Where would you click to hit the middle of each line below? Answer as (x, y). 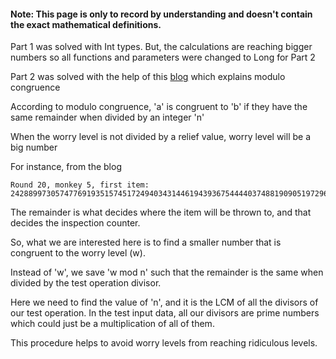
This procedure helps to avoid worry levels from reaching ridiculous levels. (164, 343)
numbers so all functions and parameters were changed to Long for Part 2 (163, 57)
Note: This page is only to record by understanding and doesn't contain (161, 14)
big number (34, 147)
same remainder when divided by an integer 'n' (107, 117)
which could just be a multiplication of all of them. (112, 324)
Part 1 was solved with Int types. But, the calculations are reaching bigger (161, 47)
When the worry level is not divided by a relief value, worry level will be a (160, 137)
